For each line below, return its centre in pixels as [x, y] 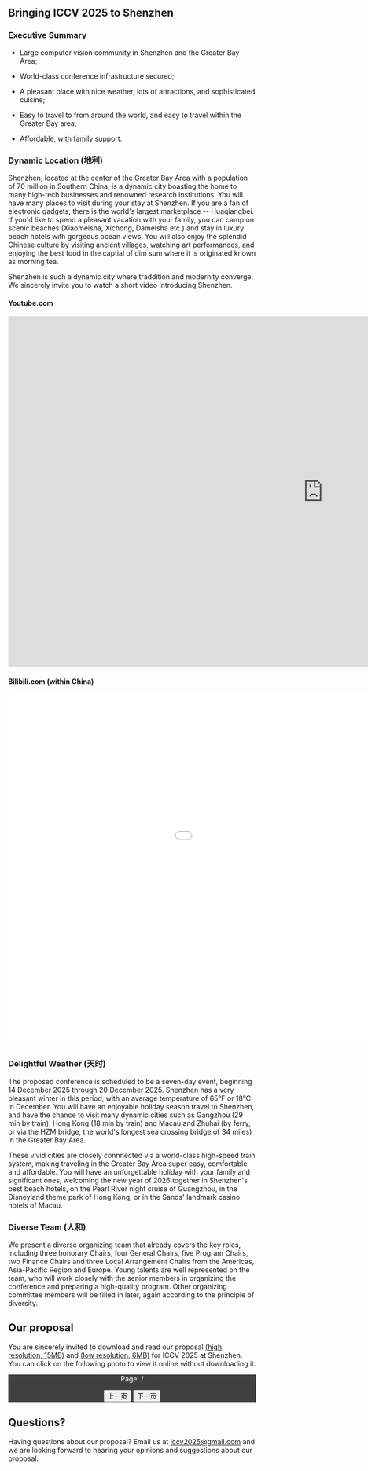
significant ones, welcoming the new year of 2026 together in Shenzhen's [128, 1180]
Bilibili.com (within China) [51, 681]
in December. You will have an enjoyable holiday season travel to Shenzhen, [131, 1106]
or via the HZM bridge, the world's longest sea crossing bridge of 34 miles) [130, 1131]
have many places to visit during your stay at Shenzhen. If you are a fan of [129, 203]
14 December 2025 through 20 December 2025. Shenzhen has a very [121, 1090]
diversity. [23, 1303]
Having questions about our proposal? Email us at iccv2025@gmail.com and [132, 1441]
